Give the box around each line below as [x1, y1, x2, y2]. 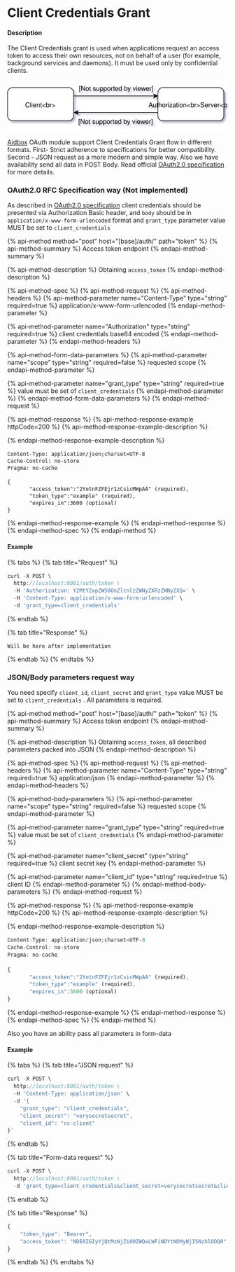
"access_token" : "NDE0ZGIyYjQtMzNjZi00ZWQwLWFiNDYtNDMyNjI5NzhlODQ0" [20, 1238, 227, 1245]
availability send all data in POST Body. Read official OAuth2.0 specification [7, 160, 225, 169]
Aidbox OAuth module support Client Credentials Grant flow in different [7, 138, 212, 146]
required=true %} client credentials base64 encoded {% [7, 330, 170, 338]
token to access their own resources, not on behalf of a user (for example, [7, 51, 222, 60]
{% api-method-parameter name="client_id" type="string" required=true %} [7, 873, 228, 881]
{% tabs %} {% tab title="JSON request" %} [7, 1061, 134, 1070]
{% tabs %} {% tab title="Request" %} [7, 558, 118, 567]
